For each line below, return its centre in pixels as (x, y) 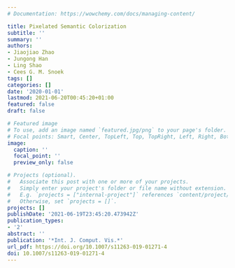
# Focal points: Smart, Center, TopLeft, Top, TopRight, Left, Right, (112, 136)
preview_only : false (43, 163)
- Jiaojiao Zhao (31, 52)
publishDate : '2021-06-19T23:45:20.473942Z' (73, 214)
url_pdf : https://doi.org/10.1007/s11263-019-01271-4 (87, 247)
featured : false (31, 105)
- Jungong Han (28, 59)
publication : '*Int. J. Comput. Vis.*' (65, 240)
